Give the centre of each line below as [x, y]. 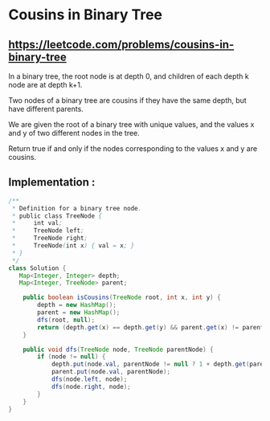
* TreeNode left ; [48, 231]
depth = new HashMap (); [77, 305]
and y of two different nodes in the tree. [74, 133]
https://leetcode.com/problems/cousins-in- [121, 45]
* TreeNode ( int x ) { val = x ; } [73, 246]
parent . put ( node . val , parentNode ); [111, 372]
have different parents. [46, 109]
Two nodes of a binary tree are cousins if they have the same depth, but [127, 100]
